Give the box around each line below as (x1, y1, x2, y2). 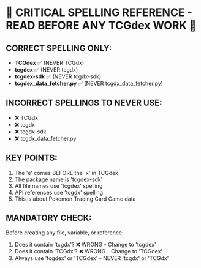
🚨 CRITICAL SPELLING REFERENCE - (6, 6, 192, 20)
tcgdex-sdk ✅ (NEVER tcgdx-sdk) (14, 73, 102, 80)
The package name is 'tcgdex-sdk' (14, 176, 103, 183)
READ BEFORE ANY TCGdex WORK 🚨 (6, 18, 197, 32)
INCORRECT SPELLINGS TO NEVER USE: (6, 98, 163, 108)
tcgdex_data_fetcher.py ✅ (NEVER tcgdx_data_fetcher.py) (14, 80, 164, 87)
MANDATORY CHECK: (6, 213, 93, 223)
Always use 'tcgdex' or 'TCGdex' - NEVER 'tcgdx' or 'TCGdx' (14, 255, 169, 262)
